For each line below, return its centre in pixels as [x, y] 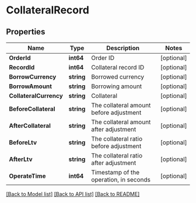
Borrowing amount [117, 86]
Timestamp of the [116, 172]
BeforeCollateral [32, 109]
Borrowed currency [118, 77]
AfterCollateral [30, 126]
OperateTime [27, 176]
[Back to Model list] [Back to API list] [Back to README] [73, 194]
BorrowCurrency [33, 77]
